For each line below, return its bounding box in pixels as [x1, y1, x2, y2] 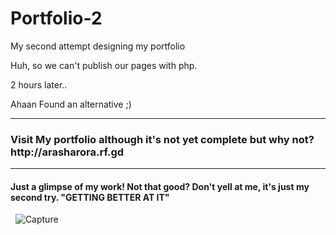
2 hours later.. [10, 78, 68, 91]
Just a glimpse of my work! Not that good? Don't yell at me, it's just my [10, 180, 310, 192]
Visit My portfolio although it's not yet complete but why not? [10, 132, 315, 146]
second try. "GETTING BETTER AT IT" [10, 191, 170, 203]
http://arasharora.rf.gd [10, 145, 125, 159]
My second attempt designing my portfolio [10, 40, 186, 52]
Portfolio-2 [10, 7, 103, 30]
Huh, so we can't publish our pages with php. [10, 59, 198, 71]
